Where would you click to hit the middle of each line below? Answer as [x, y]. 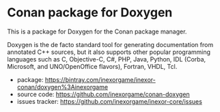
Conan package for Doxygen [90, 13]
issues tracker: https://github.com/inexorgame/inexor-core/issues [110, 101]
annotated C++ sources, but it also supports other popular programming [109, 52]
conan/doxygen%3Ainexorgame [62, 87]
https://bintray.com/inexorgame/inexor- [100, 79]
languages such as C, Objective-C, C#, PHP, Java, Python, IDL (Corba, [107, 59]
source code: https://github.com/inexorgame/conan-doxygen [103, 94]
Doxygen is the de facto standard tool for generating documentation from [110, 44]
